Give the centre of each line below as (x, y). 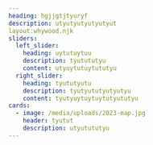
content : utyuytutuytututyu (70, 68)
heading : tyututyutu (57, 83)
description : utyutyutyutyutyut (62, 23)
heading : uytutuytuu (57, 53)
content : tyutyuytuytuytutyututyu (81, 98)
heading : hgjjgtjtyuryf (48, 16)
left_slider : (37, 46)
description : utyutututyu (66, 128)
